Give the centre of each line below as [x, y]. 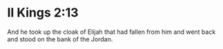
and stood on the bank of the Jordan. [60, 39]
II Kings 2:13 [43, 13]
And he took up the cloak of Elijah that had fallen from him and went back [111, 32]
